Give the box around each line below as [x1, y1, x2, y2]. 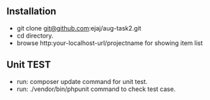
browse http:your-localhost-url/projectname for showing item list [16, 38, 203, 47]
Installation [6, 6, 57, 17]
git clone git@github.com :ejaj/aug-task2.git [16, 24, 142, 32]
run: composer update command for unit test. [16, 77, 148, 85]
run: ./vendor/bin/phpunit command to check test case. [16, 85, 176, 93]
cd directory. [16, 31, 54, 40]
